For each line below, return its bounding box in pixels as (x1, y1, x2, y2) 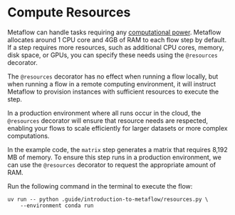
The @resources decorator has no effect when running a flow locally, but (7, 72, 219, 81)
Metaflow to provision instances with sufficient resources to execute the (7, 87, 219, 96)
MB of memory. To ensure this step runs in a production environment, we (7, 153, 222, 161)
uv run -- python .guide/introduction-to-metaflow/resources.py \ (7, 196, 209, 203)
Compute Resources (7, 4, 131, 21)
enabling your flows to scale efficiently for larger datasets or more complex (7, 124, 228, 132)
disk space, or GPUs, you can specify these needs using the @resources (7, 51, 219, 59)
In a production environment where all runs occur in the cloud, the (7, 109, 202, 117)
